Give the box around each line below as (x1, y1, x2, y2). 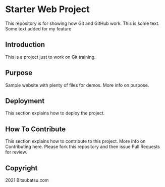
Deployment (5, 96, 45, 105)
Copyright (5, 164, 38, 172)
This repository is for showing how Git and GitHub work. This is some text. (5, 20, 160, 26)
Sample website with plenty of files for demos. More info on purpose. (5, 82, 149, 88)
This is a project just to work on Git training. (5, 54, 96, 60)
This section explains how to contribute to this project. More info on (5, 138, 146, 144)
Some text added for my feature (5, 25, 72, 31)
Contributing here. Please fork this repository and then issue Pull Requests (5, 143, 160, 150)
